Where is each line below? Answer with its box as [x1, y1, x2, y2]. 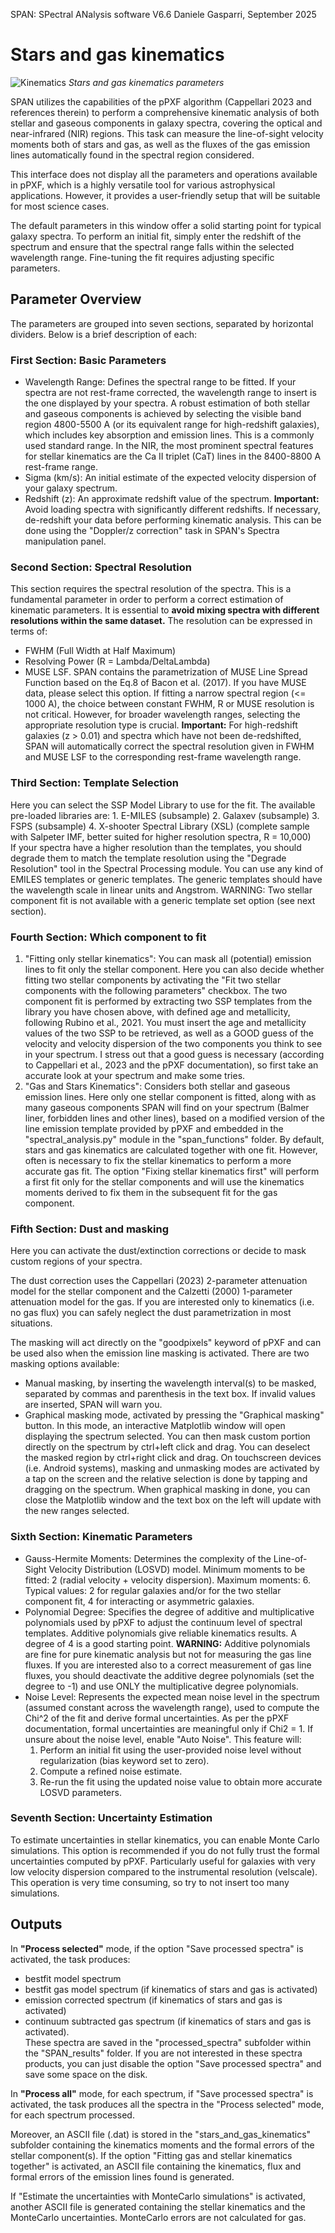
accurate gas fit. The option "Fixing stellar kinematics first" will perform [24, 1165, 320, 1177]
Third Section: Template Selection [10, 776, 179, 790]
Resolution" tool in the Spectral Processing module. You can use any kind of [10, 862, 324, 874]
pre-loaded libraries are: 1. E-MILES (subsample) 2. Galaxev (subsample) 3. [10, 809, 320, 821]
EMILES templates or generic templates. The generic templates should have [10, 873, 323, 885]
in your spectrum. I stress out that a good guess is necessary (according [24, 1048, 325, 1060]
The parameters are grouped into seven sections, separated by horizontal [10, 317, 314, 329]
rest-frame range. [24, 461, 98, 473]
